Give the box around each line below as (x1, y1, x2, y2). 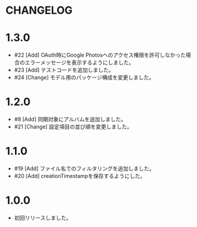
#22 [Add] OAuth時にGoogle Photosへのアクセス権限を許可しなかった (14, 51, 186, 59)
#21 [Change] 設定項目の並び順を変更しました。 (14, 123, 133, 130)
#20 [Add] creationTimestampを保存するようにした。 (14, 173, 146, 179)
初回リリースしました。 (14, 214, 72, 221)
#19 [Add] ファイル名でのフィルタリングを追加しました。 (14, 165, 155, 172)
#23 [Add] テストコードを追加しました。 (14, 66, 114, 73)
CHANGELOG (5, 4, 73, 17)
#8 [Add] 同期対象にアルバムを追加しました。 (14, 116, 127, 123)
